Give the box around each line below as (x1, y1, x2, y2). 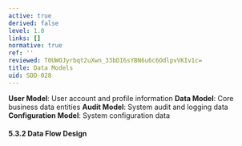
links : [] (8, 34, 42, 43)
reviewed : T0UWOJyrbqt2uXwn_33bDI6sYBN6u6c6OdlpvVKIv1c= (8, 57, 203, 65)
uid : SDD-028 (8, 71, 52, 79)
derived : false (8, 19, 59, 27)
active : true (8, 11, 52, 20)
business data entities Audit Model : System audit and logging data (8, 102, 228, 112)
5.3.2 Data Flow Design (8, 129, 87, 139)
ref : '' (8, 49, 34, 57)
